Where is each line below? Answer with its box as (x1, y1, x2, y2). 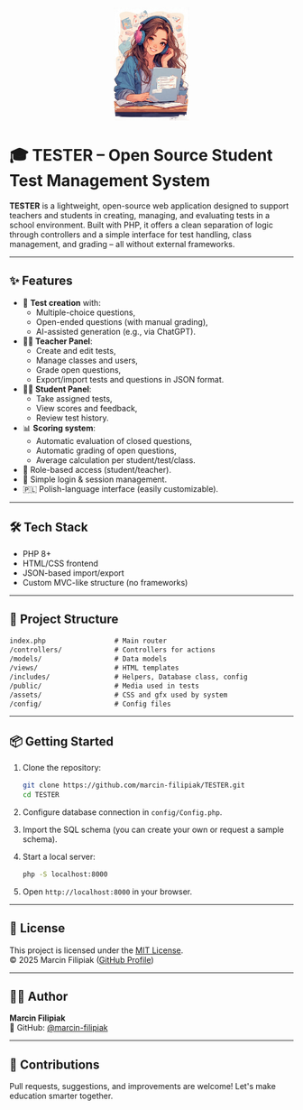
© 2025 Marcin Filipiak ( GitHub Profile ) (9, 954, 155, 965)
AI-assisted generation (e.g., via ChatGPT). (35, 326, 197, 337)
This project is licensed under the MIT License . (9, 945, 184, 956)
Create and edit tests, (35, 345, 116, 356)
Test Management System (9, 171, 210, 191)
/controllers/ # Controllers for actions (9, 645, 216, 655)
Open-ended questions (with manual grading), (35, 316, 209, 327)
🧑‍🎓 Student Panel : (22, 384, 92, 394)
